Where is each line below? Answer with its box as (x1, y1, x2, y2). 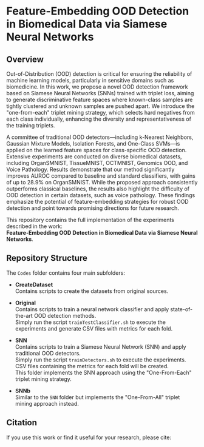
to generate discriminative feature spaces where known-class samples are (6, 96, 193, 103)
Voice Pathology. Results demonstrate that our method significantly (6, 166, 175, 173)
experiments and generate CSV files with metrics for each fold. (15, 324, 173, 332)
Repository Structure (6, 253, 88, 263)
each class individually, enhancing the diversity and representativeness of (6, 115, 191, 123)
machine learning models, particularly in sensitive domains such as (6, 77, 174, 84)
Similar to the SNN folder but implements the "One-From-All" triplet (15, 393, 180, 401)
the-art (15, 312, 33, 319)
